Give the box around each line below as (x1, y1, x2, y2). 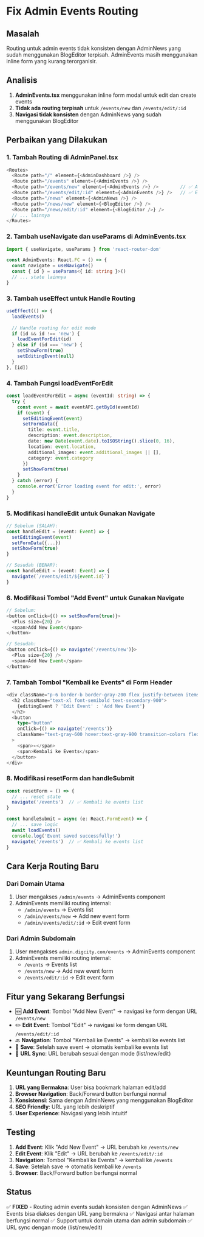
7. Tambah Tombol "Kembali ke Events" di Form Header (6, 678, 172, 686)
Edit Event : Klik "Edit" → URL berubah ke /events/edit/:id (15, 1149, 163, 1157)
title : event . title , (28, 427, 80, 433)
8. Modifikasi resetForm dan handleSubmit (6, 774, 135, 783)
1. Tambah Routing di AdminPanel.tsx (6, 153, 118, 162)
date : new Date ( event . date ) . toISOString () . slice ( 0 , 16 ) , (28, 438, 175, 444)
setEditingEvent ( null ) (17, 353, 75, 360)
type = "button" (17, 720, 53, 726)
